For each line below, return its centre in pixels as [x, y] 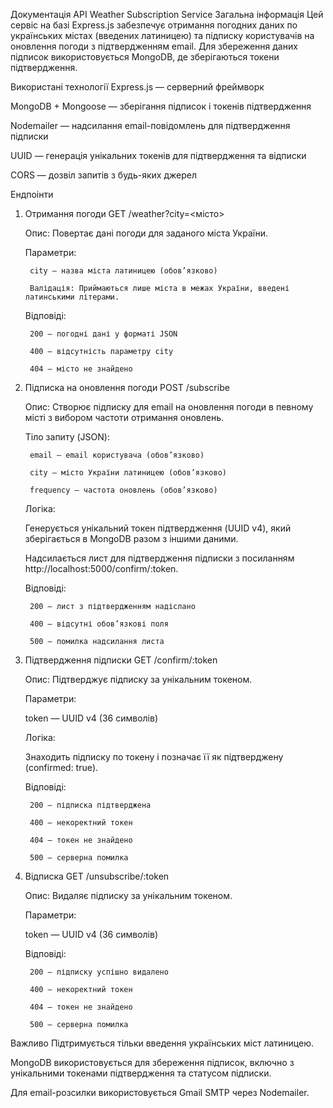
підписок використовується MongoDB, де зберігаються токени [145, 57]
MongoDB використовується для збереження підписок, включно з [152, 1062]
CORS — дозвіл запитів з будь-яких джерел [103, 175]
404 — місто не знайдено [81, 369]
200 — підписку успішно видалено [99, 972]
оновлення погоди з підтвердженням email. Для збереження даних [154, 46]
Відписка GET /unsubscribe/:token [97, 876]
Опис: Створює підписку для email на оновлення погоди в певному [169, 407]
